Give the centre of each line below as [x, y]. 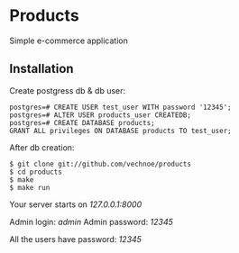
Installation [41, 69]
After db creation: [42, 147]
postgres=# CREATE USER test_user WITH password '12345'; [120, 107]
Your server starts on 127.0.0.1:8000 [76, 204]
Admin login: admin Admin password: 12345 [92, 221]
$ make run [30, 187]
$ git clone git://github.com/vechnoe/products [101, 164]
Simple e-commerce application [69, 41]
